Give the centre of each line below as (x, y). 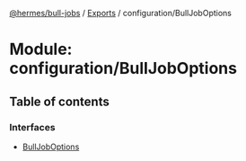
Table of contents (59, 101)
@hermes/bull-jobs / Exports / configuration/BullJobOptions (120, 13)
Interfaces (32, 127)
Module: (41, 49)
